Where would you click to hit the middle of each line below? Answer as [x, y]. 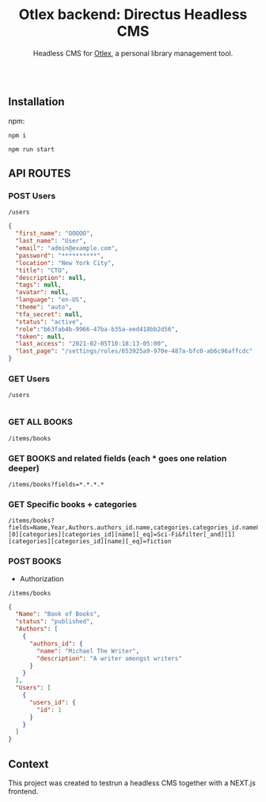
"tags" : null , [38, 285]
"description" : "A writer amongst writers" [109, 658]
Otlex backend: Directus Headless [133, 15]
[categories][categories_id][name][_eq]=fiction [90, 542]
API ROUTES [40, 174]
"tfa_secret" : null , [49, 314]
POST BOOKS [35, 562]
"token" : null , [40, 337]
